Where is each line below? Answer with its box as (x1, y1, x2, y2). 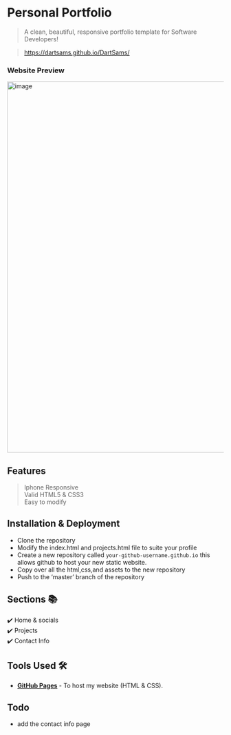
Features (7, 465, 46, 476)
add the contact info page (16, 720, 91, 728)
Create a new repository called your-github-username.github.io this (16, 550, 211, 559)
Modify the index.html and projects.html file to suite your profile (16, 543, 197, 552)
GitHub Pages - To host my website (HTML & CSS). (16, 681, 164, 690)
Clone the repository (16, 536, 76, 544)
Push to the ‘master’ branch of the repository (16, 572, 145, 581)
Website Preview (7, 66, 65, 75)
